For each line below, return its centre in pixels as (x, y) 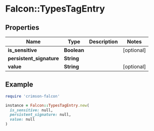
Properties (22, 28)
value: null (23, 119)
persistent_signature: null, (41, 115)
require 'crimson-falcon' (32, 96)
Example (19, 85)
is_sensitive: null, (31, 110)
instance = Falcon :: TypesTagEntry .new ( (47, 105)
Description (103, 42)
